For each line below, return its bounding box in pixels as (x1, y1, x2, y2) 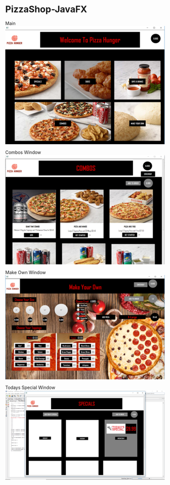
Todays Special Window (5, 384, 56, 390)
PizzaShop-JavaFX (5, 4, 88, 15)
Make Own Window (5, 270, 46, 275)
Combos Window (5, 149, 41, 155)
